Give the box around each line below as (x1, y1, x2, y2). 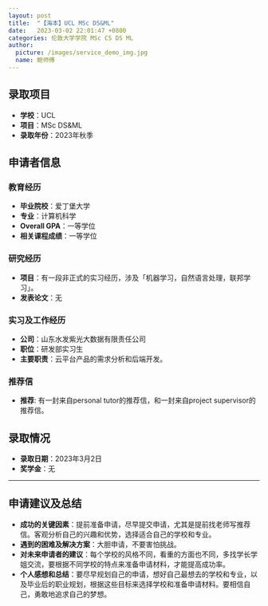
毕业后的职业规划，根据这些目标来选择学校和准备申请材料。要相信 (26, 579, 244, 588)
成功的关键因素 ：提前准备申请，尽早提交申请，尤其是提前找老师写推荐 (19, 519, 251, 529)
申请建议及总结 (8, 497, 82, 510)
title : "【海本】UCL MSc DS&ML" (8, 19, 115, 27)
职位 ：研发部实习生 (19, 344, 84, 353)
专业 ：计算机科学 (19, 211, 77, 221)
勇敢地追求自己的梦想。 (33, 589, 112, 599)
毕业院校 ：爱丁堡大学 (19, 201, 90, 211)
